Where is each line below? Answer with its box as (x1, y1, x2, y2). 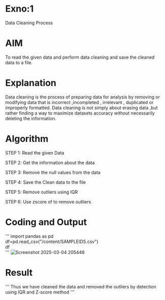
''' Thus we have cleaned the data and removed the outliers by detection (5, 283, 157, 289)
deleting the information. (5, 115, 57, 121)
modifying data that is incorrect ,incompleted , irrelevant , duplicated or (5, 99, 154, 105)
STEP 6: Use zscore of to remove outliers (5, 198, 91, 205)
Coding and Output (5, 216, 87, 228)
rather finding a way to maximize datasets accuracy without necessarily (5, 110, 155, 116)
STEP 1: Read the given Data (5, 149, 64, 156)
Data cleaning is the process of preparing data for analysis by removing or (5, 94, 160, 100)
